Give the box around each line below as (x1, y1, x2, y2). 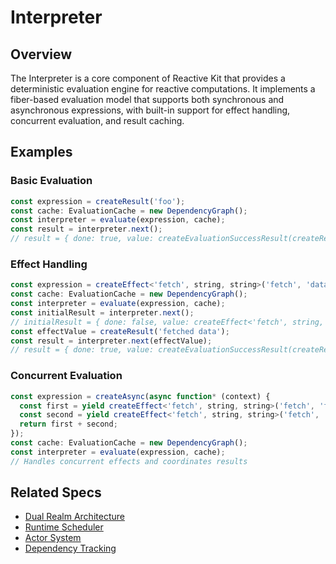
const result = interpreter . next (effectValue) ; (10, 336, 213, 346)
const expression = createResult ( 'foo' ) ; (10, 196, 186, 206)
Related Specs (10, 484, 102, 501)
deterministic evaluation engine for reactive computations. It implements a (10, 83, 316, 95)
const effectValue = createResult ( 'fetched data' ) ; (10, 326, 230, 336)
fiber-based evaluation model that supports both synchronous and (10, 94, 285, 105)
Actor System (24, 532, 82, 544)
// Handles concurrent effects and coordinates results (10, 456, 248, 466)
